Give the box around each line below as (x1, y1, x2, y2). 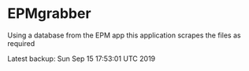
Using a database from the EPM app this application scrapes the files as (7, 30, 241, 40)
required (7, 38, 35, 48)
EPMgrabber (7, 5, 91, 23)
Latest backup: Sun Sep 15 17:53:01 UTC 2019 (7, 54, 156, 63)
